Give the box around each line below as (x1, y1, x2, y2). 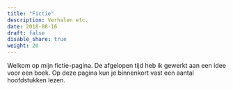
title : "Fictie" (7, 10, 54, 17)
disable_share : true (7, 36, 67, 43)
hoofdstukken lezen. (7, 76, 66, 84)
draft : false (7, 29, 45, 37)
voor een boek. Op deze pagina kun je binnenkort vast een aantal (7, 69, 195, 77)
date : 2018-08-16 (7, 23, 58, 30)
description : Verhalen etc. (7, 17, 89, 24)
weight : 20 (7, 42, 39, 49)
